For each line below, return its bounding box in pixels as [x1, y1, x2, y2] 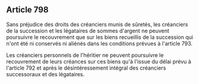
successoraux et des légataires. [6, 70, 85, 77]
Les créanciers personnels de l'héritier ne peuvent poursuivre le [6, 51, 164, 59]
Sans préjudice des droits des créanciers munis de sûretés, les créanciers [6, 20, 188, 28]
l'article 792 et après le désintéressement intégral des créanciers [6, 64, 166, 71]
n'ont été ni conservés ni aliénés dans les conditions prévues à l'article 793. [6, 40, 193, 47]
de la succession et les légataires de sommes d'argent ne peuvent [6, 27, 170, 34]
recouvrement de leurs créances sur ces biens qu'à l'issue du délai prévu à [6, 58, 191, 65]
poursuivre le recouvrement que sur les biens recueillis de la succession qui [6, 33, 193, 41]
